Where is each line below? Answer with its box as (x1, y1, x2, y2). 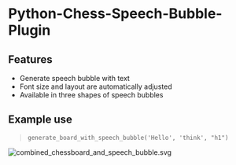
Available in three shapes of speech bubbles (19, 90, 164, 99)
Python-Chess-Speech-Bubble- (8, 5, 223, 23)
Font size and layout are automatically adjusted (19, 82, 172, 91)
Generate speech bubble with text (19, 74, 130, 82)
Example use (8, 113, 73, 126)
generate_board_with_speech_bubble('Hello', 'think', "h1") (27, 134, 229, 141)
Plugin (8, 21, 51, 39)
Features (8, 53, 53, 66)
